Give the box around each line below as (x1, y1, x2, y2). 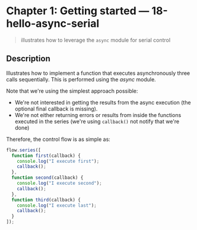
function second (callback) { (11, 175, 84, 181)
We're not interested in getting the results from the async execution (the (14, 99, 191, 106)
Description (6, 53, 50, 64)
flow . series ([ (6, 147, 42, 153)
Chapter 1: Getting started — (6, 4, 150, 18)
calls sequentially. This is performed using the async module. (6, 75, 156, 83)
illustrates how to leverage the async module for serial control (20, 36, 171, 43)
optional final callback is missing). (14, 105, 98, 112)
